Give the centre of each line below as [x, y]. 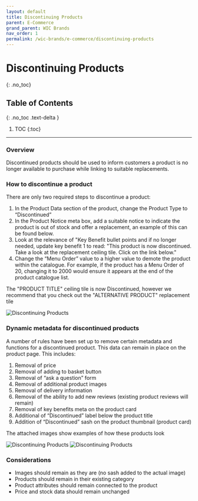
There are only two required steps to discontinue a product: [78, 197]
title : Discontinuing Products [44, 17]
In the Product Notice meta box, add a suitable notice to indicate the [97, 221]
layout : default [26, 12]
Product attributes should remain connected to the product [86, 485]
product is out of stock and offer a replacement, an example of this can [101, 227]
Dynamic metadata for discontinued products [73, 328]
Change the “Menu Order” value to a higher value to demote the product [103, 259]
